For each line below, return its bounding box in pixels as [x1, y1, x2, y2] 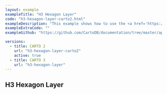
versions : [5, 39, 26, 45]
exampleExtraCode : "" [5, 26, 50, 31]
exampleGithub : [5, 30, 37, 35]
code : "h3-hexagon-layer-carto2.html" [5, 16, 85, 21]
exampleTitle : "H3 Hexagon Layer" [5, 12, 77, 17]
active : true [14, 53, 41, 58]
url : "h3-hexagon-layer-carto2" [14, 48, 81, 53]
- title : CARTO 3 [9, 57, 46, 62]
